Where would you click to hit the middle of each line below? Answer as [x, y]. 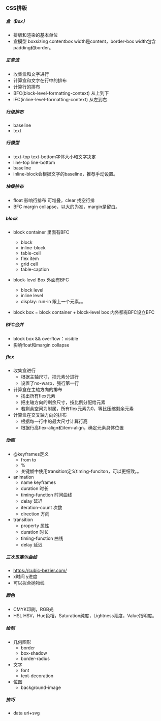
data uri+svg [26, 713]
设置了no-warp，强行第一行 [50, 383]
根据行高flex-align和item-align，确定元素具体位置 [72, 427]
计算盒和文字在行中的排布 [40, 80]
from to [28, 459]
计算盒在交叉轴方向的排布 [40, 415]
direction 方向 [35, 514]
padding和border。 [33, 47]
